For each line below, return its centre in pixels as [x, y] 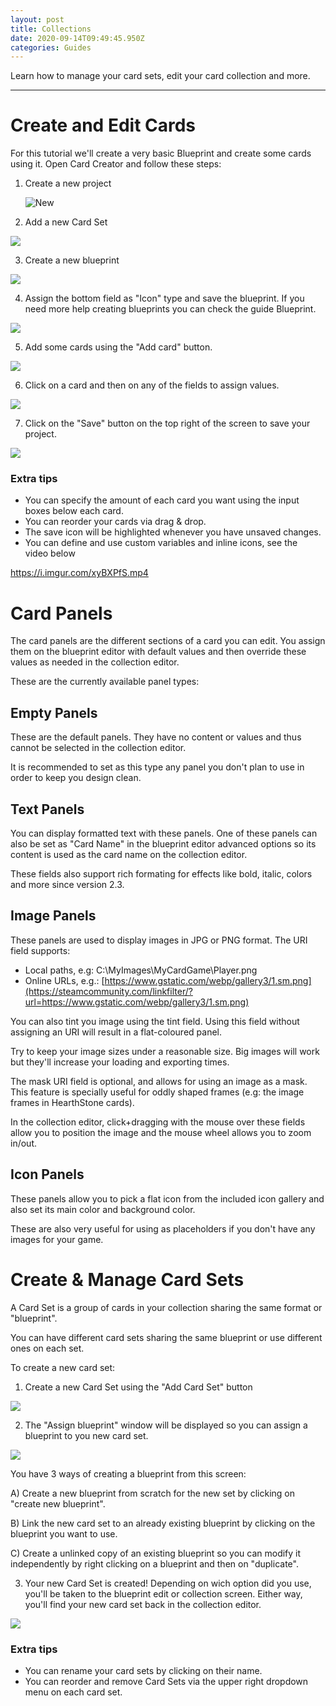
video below [50, 553]
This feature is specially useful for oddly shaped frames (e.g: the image [157, 1092]
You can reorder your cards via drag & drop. [115, 522]
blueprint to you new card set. [86, 1435]
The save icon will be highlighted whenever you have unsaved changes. [173, 532]
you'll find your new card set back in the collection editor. [143, 1604]
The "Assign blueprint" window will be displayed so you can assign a [166, 1425]
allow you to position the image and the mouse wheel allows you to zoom [161, 1132]
